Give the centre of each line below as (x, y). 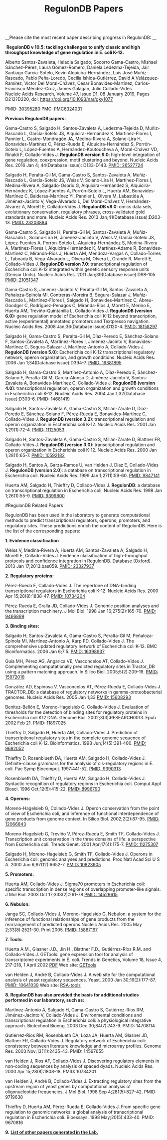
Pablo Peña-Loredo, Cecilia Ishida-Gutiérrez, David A (80, 78)
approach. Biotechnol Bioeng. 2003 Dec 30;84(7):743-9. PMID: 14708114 (80, 1025)
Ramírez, (14, 83)
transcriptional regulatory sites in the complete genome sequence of (76, 738)
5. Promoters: (19, 874)
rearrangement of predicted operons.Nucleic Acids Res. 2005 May (74, 924)
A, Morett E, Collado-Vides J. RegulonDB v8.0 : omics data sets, (87, 206)
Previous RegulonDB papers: (36, 118)
